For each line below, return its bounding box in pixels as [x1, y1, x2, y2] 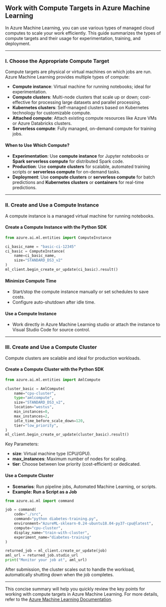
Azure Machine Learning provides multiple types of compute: [5, 74, 130, 80]
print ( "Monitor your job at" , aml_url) [5, 558, 87, 563]
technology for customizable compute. [12, 110, 91, 116]
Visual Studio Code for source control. [12, 327, 90, 333]
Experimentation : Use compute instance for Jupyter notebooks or [12, 153, 149, 159]
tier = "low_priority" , [14, 423, 58, 428]
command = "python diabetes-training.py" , [14, 517, 98, 521]
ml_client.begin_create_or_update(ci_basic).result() [5, 267, 119, 272]
